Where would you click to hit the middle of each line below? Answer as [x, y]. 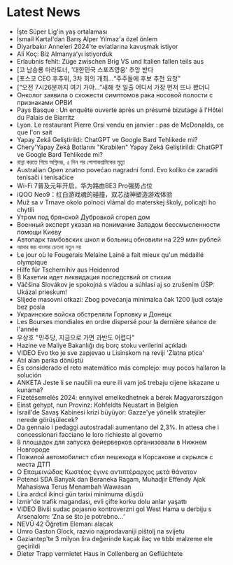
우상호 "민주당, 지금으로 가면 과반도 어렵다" [76, 337]
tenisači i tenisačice [45, 177]
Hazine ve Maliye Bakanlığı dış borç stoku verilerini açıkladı [101, 345]
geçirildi [28, 546]
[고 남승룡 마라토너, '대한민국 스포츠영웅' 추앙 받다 [85, 69]
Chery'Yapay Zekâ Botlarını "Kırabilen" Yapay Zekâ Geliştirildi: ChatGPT [120, 147]
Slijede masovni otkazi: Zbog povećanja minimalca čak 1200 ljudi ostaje [120, 299]
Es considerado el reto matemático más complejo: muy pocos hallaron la [121, 368]
